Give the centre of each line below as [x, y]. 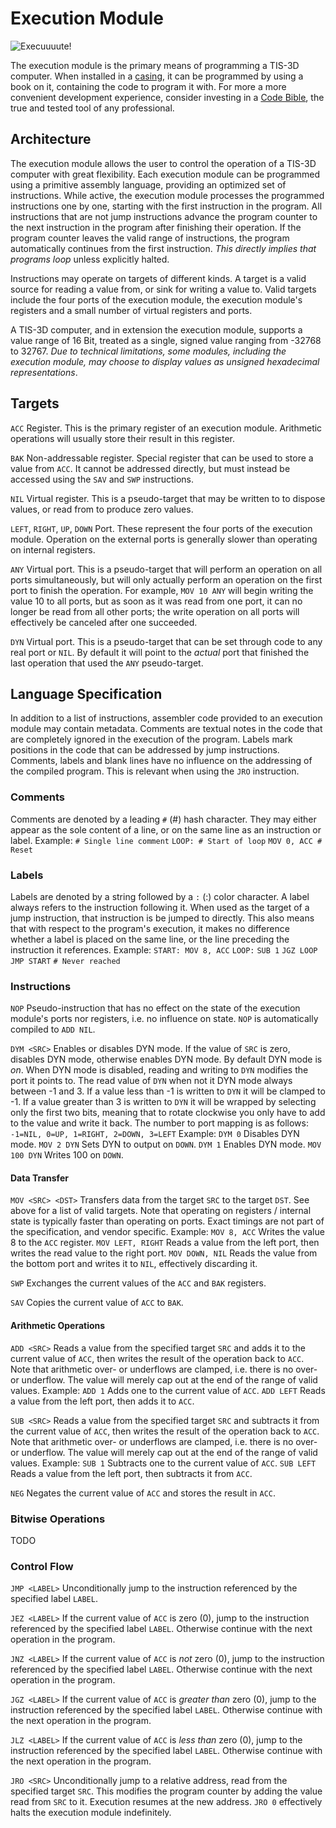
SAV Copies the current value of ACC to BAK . [97, 1303]
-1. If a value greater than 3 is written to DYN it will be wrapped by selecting [163, 1102]
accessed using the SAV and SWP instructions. [102, 479]
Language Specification [86, 693]
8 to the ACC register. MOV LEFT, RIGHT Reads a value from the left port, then [165, 1243]
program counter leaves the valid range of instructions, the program [150, 238]
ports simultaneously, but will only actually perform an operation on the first [166, 579]
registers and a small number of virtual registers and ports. [131, 310]
